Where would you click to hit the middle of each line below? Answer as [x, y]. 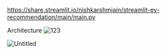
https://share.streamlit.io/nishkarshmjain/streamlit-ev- [83, 10]
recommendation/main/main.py [52, 17]
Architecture [25, 30]
